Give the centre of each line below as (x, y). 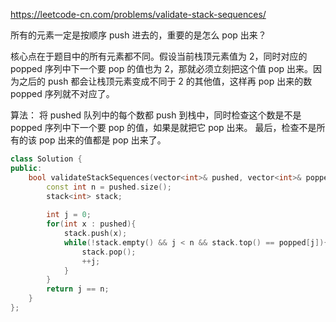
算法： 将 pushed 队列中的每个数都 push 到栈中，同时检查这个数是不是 (156, 115)
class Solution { (46, 159)
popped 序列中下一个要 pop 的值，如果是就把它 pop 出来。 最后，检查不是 (163, 127)
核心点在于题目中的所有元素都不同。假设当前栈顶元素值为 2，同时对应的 (159, 56)
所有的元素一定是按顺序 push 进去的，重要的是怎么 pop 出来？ (138, 35)
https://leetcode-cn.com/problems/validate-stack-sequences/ (138, 14)
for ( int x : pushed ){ (91, 224)
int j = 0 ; (69, 215)
